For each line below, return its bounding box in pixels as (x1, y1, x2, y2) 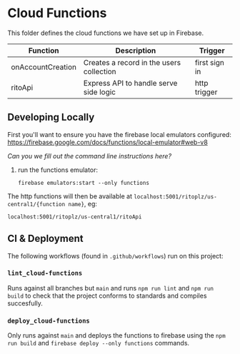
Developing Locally (7, 111, 95, 123)
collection (83, 66, 116, 76)
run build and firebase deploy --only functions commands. (7, 339, 190, 348)
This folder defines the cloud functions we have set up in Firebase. (7, 29, 204, 37)
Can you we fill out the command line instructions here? (7, 151, 172, 160)
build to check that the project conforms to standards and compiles (7, 291, 207, 300)
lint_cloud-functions (7, 269, 83, 278)
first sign (194, 57, 225, 67)
